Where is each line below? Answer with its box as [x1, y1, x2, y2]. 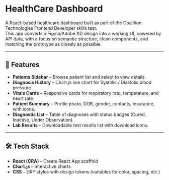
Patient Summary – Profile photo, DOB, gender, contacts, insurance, [12, 100, 155, 106]
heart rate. [12, 95, 35, 101]
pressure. [12, 84, 33, 91]
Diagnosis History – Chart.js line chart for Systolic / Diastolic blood [12, 79, 152, 85]
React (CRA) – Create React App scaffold [12, 158, 98, 164]
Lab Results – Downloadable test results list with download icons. [12, 122, 149, 128]
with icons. [12, 106, 35, 112]
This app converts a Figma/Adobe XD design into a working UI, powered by [5, 30, 161, 36]
